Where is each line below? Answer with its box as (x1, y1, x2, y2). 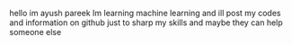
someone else (9, 27, 62, 37)
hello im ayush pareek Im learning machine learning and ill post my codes (9, 8, 281, 18)
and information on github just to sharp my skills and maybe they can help (9, 17, 283, 28)
